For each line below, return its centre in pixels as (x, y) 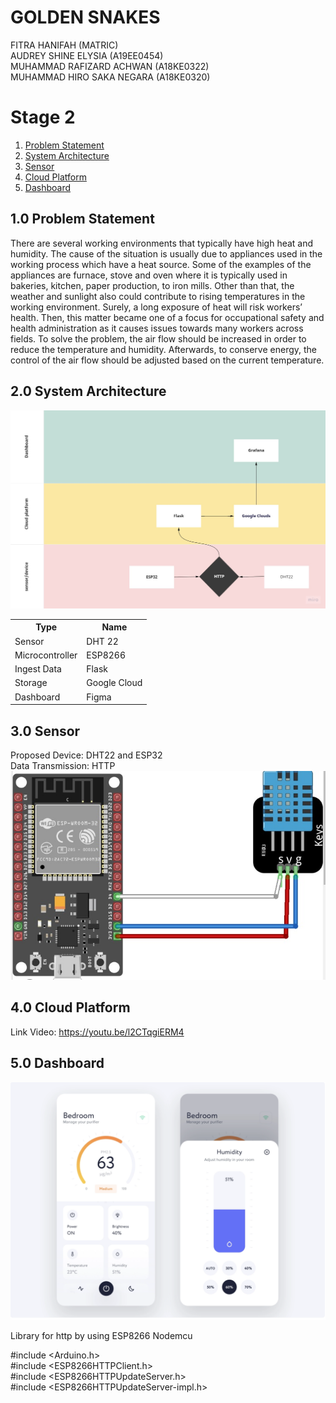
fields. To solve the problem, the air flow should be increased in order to (158, 338)
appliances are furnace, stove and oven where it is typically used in (149, 275)
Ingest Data (38, 669)
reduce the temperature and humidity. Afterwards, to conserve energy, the (164, 349)
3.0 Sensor (45, 731)
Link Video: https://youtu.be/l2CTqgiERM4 (97, 1032)
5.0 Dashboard (57, 1063)
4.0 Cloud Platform (70, 1007)
